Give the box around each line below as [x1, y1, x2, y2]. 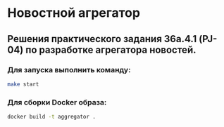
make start [7, 81, 39, 88]
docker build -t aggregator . [7, 114, 97, 121]
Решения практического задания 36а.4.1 [7, 33, 197, 45]
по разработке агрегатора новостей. [25, 44, 197, 55]
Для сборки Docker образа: [7, 97, 107, 107]
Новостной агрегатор [7, 5, 141, 21]
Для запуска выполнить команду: [7, 65, 131, 74]
